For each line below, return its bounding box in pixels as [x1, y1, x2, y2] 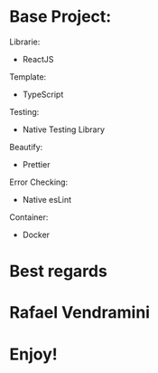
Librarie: [9, 36, 41, 47]
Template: [9, 71, 47, 82]
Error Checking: [9, 177, 69, 187]
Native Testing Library [22, 124, 106, 135]
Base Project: [9, 6, 112, 27]
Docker [22, 229, 51, 240]
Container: [9, 211, 49, 223]
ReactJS [22, 53, 54, 64]
